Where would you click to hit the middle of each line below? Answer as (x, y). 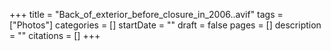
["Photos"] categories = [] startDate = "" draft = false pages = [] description (165, 25)
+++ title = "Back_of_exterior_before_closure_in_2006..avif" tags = (146, 14)
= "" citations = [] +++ (55, 35)
